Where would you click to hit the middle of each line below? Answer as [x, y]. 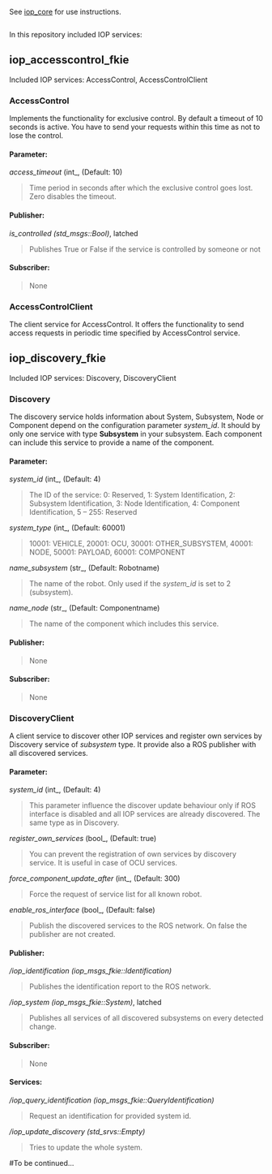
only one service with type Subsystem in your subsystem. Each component [136, 434]
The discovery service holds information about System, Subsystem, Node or [136, 417]
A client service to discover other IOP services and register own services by [136, 736]
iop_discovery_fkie [57, 358]
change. [42, 1027]
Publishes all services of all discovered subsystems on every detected [146, 1018]
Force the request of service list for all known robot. [115, 894]
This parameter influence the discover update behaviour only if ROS [142, 805]
